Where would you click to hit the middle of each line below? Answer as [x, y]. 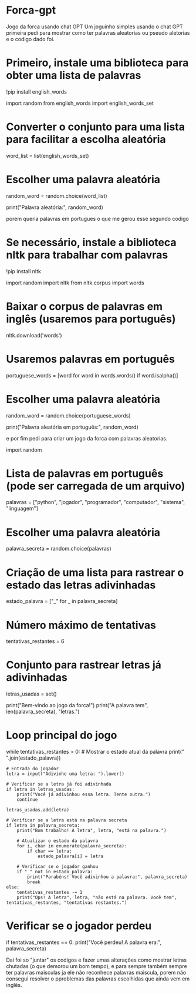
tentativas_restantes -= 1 [50, 893]
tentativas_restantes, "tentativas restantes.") [67, 903]
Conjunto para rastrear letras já [84, 665]
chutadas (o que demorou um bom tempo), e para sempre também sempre [97, 966]
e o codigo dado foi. [30, 39]
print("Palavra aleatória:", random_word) [55, 207]
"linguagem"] [22, 508]
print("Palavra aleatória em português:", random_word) [72, 427]
